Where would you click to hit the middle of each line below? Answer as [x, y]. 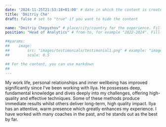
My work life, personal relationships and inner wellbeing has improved [76, 83]
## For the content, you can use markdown [49, 64]
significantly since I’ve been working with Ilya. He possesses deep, [73, 88]
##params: [15, 42]
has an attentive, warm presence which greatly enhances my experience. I [81, 109]
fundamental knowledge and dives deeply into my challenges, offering [77, 93]
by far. [12, 120]
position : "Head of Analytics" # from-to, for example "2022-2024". [77, 33]
